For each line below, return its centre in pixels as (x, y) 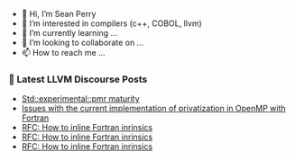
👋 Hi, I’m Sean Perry (59, 14)
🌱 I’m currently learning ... (69, 33)
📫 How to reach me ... (63, 53)
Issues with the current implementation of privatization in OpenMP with (153, 109)
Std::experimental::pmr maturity (81, 99)
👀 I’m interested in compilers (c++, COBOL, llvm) (111, 23)
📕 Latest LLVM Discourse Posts (78, 79)
